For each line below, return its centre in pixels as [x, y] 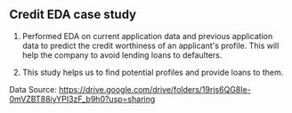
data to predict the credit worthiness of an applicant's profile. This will [150, 45]
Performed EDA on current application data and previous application [147, 36]
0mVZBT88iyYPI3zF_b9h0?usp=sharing [82, 99]
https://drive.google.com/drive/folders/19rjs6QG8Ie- [155, 89]
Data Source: [33, 89]
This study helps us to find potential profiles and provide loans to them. [153, 72]
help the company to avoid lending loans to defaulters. [122, 55]
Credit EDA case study [73, 15]
